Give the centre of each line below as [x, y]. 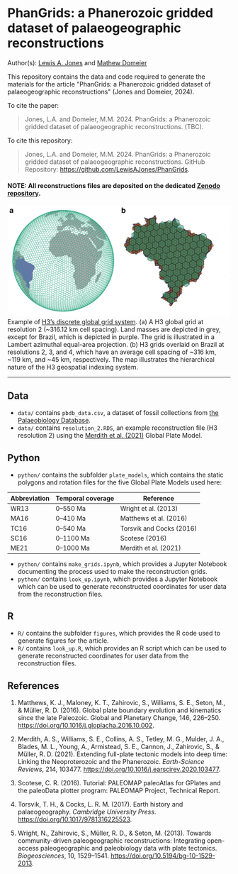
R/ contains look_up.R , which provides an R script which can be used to [122, 648]
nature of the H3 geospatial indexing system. [73, 367]
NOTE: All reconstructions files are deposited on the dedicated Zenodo [114, 185]
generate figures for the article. [63, 641]
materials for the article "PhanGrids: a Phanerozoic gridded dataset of [109, 84]
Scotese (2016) [143, 538]
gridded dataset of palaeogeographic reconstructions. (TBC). [114, 126]
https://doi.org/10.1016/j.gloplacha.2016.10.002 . [86, 726]
